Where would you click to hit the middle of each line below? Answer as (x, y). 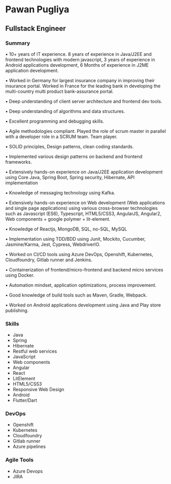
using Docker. (20, 275)
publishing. (17, 310)
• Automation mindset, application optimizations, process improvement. (81, 285)
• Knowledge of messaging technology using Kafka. (60, 192)
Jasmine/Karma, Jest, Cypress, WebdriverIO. (53, 244)
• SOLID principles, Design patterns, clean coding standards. (70, 146)
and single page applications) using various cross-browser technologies (81, 208)
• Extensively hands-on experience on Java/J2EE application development (84, 172)
